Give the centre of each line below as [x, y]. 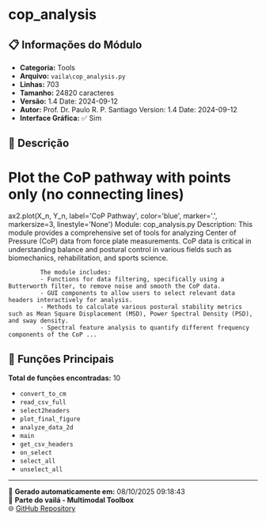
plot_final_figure [50, 419]
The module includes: [76, 273]
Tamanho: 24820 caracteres [67, 93]
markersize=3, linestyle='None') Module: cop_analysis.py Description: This [131, 225]
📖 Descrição [39, 143]
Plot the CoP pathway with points [120, 177]
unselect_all [41, 470]
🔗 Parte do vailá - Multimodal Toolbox [71, 500]
